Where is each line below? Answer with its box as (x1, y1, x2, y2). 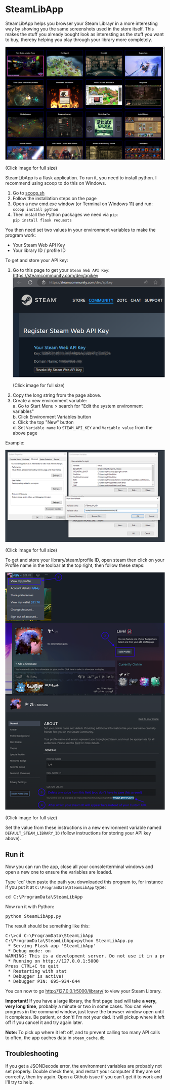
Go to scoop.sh (12, 189, 45, 196)
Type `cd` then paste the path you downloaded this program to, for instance (5, 879, 163, 885)
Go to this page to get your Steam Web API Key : (12, 267, 110, 273)
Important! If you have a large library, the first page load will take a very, (5, 998, 157, 1004)
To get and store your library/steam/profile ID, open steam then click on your (5, 557, 165, 563)
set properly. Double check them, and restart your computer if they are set (5, 1068, 160, 1074)
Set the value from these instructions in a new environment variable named (5, 824, 162, 831)
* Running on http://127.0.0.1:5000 (8, 958, 99, 964)
